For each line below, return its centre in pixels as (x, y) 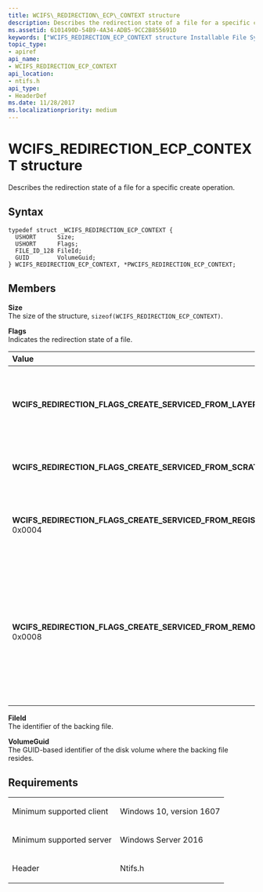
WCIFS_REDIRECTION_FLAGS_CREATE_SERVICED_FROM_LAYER (135, 404)
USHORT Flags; (47, 244)
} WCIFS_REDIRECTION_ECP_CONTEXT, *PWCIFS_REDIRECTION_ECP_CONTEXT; (122, 264)
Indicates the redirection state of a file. (70, 339)
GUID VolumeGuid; (56, 257)
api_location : (31, 74)
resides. (21, 758)
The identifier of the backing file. (61, 726)
